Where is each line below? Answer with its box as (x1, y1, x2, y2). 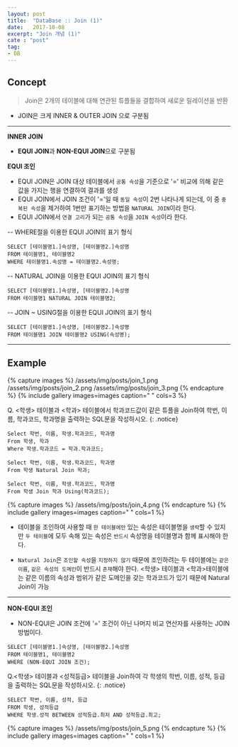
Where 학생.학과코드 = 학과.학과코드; (7, 445, 104, 452)
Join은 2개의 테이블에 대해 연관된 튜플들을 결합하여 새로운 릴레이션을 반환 (24, 96, 229, 104)
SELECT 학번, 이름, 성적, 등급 (7, 696, 88, 704)
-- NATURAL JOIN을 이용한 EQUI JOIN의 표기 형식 (7, 272, 150, 280)
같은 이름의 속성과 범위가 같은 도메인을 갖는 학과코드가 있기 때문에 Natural (25, 573, 230, 581)
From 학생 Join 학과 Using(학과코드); (7, 488, 110, 495)
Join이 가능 (17, 582, 50, 591)
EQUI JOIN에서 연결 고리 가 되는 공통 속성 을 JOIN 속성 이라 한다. (17, 213, 188, 221)
